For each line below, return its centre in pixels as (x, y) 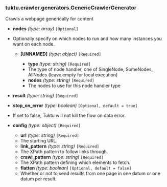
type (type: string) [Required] (59, 64)
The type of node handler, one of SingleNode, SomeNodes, (90, 69)
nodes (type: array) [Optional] (45, 29)
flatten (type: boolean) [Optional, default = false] (76, 168)
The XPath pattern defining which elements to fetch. (75, 162)
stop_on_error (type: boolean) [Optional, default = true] (75, 106)
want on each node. (34, 44)
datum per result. (39, 179)
